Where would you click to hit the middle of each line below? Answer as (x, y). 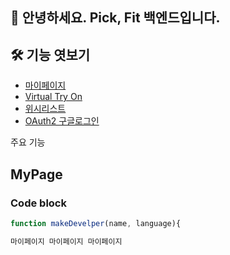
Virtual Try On (53, 97)
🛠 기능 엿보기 (50, 54)
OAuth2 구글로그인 (62, 121)
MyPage (36, 174)
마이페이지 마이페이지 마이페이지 (66, 241)
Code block (38, 203)
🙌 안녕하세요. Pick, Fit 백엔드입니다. (115, 18)
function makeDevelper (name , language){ (96, 223)
